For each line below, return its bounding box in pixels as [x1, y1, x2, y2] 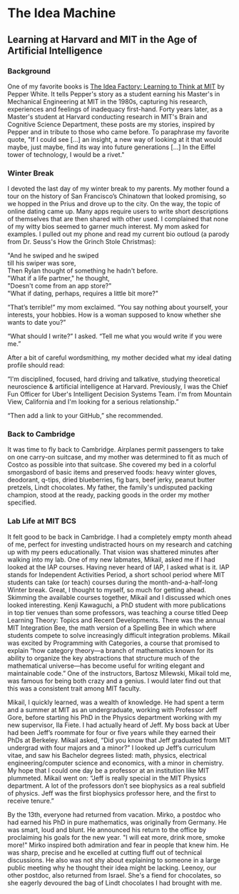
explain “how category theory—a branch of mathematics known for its [7, 646, 214, 654]
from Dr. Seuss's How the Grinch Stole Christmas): [7, 238, 156, 246]
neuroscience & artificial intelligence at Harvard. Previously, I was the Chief [7, 382, 228, 391]
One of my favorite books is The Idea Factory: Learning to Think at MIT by [7, 82, 225, 91]
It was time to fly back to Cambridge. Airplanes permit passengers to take [7, 445, 225, 454]
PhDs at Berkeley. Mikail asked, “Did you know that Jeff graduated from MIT [7, 736, 231, 744]
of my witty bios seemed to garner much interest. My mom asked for [7, 223, 209, 231]
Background [7, 66, 51, 76]
